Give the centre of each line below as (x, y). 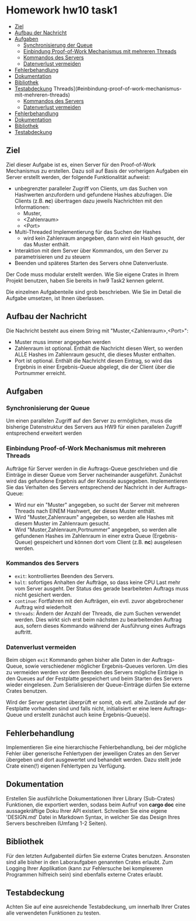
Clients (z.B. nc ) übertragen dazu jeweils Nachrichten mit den (89, 201)
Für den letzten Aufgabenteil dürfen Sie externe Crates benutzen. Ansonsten (98, 855)
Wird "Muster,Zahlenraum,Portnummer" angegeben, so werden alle (95, 530)
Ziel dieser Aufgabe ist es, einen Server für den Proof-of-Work (81, 164)
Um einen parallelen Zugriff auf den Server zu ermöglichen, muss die (89, 421)
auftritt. (23, 632)
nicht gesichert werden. (43, 594)
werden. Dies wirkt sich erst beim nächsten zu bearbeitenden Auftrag (98, 619)
